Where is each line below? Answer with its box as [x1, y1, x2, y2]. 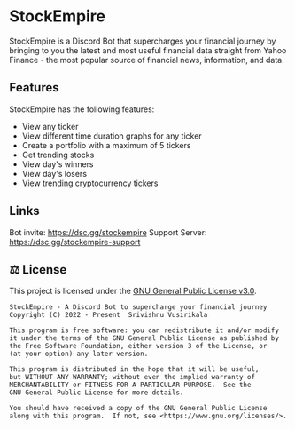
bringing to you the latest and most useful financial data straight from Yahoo [9, 44, 287, 55]
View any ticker [21, 121, 79, 131]
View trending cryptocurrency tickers [21, 178, 159, 188]
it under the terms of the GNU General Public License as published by [9, 334, 279, 343]
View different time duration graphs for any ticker [21, 131, 202, 141]
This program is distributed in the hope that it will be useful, [9, 365, 260, 374]
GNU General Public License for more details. [9, 388, 184, 397]
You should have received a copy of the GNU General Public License [9, 404, 268, 413]
